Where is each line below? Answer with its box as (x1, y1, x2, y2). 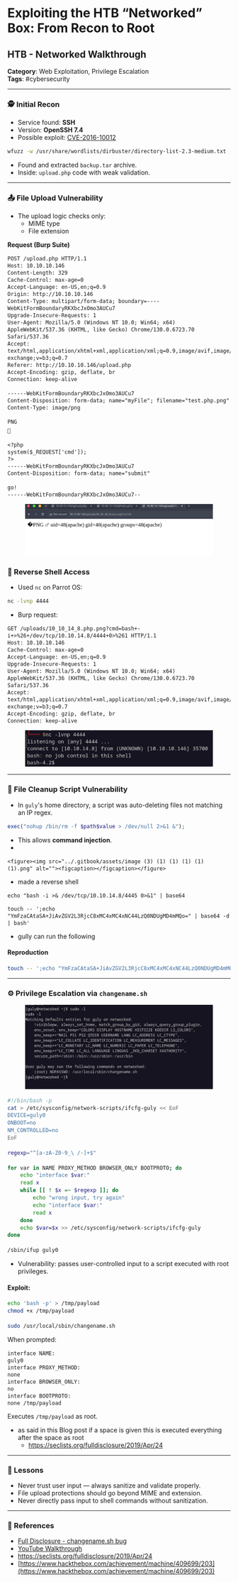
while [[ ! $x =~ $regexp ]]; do (20, 1187, 119, 1194)
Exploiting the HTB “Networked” (7, 5, 203, 21)
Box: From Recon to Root (7, 20, 155, 36)
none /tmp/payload (7, 1400, 62, 1407)
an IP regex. (17, 808, 53, 817)
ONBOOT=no (7, 1119, 37, 1126)
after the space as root (17, 1433, 84, 1441)
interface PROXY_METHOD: (7, 1364, 81, 1371)
